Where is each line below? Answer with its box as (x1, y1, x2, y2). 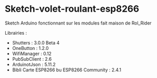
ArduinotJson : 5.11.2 (12, 61, 56, 67)
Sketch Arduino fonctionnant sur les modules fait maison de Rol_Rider (5, 20, 152, 26)
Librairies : (5, 30, 27, 36)
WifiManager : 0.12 (12, 50, 52, 57)
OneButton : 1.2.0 (12, 45, 49, 51)
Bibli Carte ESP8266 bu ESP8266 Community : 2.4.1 (12, 67, 121, 73)
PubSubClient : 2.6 (12, 56, 52, 62)
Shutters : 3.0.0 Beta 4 (12, 39, 60, 46)
